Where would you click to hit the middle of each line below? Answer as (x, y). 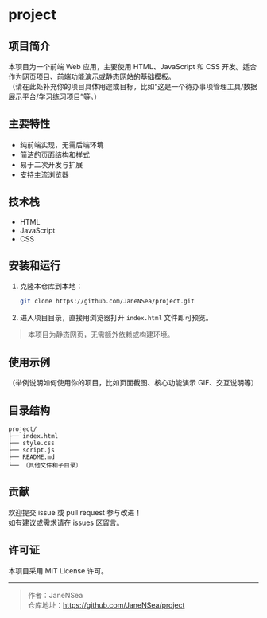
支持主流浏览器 (44, 174)
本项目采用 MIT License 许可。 (58, 570)
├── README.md (32, 457)
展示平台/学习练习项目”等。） (55, 96)
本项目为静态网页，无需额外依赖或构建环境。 (101, 334)
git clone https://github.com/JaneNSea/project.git (107, 301)
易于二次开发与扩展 (51, 164)
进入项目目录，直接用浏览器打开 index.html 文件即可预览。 (116, 318)
